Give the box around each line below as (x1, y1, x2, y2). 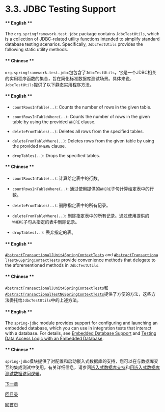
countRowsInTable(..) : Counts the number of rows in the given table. (12, 104, 152, 110)
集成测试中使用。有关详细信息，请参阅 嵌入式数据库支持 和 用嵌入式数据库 (13, 364, 160, 370)
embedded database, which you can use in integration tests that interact (5, 325, 152, 331)
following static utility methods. (5, 47, 68, 53)
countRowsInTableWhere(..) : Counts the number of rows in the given (12, 113, 150, 119)
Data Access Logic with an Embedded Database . (5, 335, 104, 341)
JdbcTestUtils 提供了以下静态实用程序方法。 (5, 82, 94, 87)
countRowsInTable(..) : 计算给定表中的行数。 (12, 175, 102, 181)
